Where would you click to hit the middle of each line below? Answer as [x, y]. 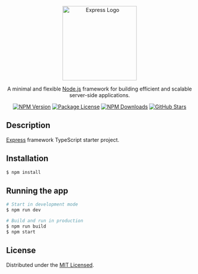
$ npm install [24, 172]
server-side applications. [100, 95]
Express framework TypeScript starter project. [63, 139]
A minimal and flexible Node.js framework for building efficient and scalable [100, 89]
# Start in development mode [42, 205]
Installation [27, 159]
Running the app [37, 191]
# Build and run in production [45, 221]
